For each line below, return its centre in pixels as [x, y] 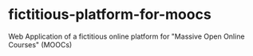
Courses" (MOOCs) [40, 44]
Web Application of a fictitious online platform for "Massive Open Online [126, 36]
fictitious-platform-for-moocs [110, 15]
